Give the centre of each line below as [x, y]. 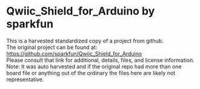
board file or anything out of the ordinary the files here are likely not [91, 73]
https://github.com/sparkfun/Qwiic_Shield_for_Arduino [74, 53]
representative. [25, 79]
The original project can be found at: [52, 47]
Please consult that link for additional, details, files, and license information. [101, 60]
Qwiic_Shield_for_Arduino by [81, 11]
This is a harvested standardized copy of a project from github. [85, 41]
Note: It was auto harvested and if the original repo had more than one [94, 66]
